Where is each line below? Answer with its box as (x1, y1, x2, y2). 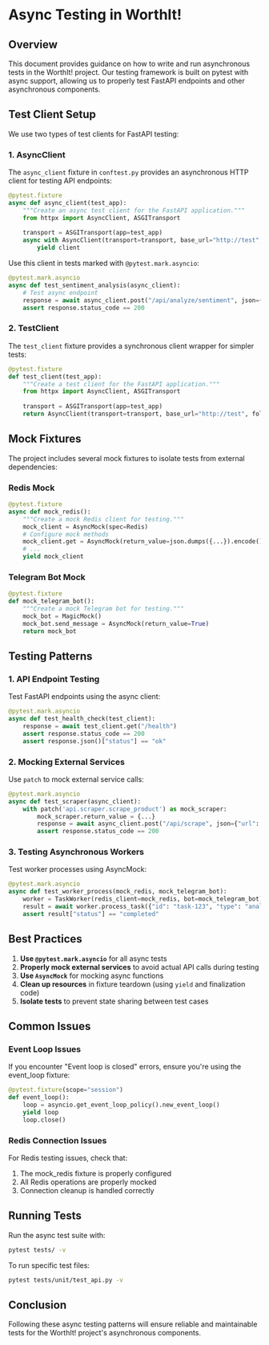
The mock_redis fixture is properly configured (19, 1169, 172, 1179)
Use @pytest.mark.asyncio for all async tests (19, 954, 167, 963)
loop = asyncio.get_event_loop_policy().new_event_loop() (22, 1101, 220, 1110)
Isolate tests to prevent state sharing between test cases (19, 996, 209, 1006)
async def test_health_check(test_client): (8, 715, 156, 723)
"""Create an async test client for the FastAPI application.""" (22, 206, 246, 215)
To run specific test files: (8, 1260, 90, 1270)
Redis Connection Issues (8, 1134, 107, 1146)
